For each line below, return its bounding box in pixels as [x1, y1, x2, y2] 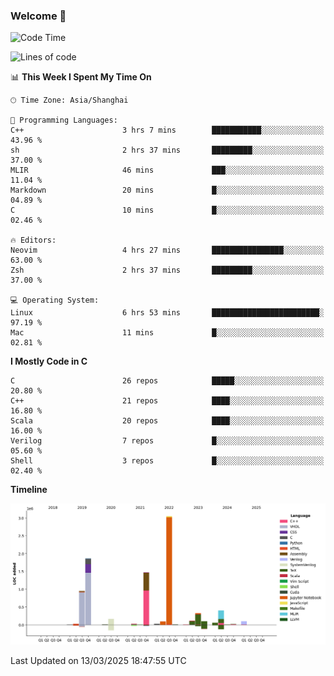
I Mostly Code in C [10, 355, 88, 368]
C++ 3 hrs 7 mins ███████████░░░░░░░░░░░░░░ [10, 125, 325, 136]
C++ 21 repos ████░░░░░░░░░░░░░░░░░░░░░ [10, 396, 325, 406]
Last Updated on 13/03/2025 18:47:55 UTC [10, 655, 187, 667]
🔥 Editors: [10, 235, 57, 246]
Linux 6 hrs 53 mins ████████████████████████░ [10, 308, 325, 318]
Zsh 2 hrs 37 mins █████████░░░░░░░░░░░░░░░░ [10, 265, 325, 276]
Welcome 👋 [10, 9, 67, 23]
